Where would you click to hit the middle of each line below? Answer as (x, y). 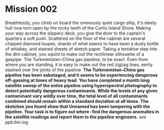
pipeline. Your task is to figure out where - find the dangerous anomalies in (82, 111)
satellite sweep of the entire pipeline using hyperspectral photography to (81, 85)
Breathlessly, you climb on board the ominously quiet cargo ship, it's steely (81, 23)
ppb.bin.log (17, 122)
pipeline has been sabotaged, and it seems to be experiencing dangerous (82, 75)
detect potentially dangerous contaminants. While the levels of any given (82, 91)
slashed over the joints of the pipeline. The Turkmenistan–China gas (75, 69)
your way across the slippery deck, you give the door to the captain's (75, 33)
